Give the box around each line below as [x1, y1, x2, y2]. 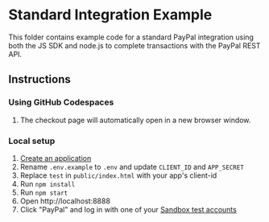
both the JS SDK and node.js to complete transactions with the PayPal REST [8, 40, 261, 50]
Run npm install [19, 179, 76, 188]
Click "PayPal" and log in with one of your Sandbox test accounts [19, 204, 238, 214]
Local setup [8, 135, 56, 146]
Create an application [19, 153, 92, 162]
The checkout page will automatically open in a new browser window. [19, 115, 251, 125]
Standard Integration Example [8, 6, 213, 24]
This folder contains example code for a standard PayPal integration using [8, 32, 254, 42]
